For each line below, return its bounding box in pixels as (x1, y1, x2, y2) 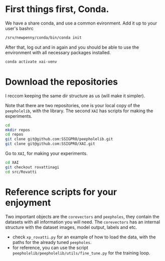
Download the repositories (5, 76, 118, 87)
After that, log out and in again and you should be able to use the (5, 44, 139, 50)
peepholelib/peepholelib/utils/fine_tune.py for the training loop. (12, 249, 150, 256)
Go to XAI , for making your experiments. (5, 150, 88, 156)
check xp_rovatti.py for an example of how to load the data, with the (12, 234, 156, 240)
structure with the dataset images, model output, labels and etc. (5, 224, 137, 230)
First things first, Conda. (5, 4, 109, 15)
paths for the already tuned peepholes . (12, 239, 92, 245)
